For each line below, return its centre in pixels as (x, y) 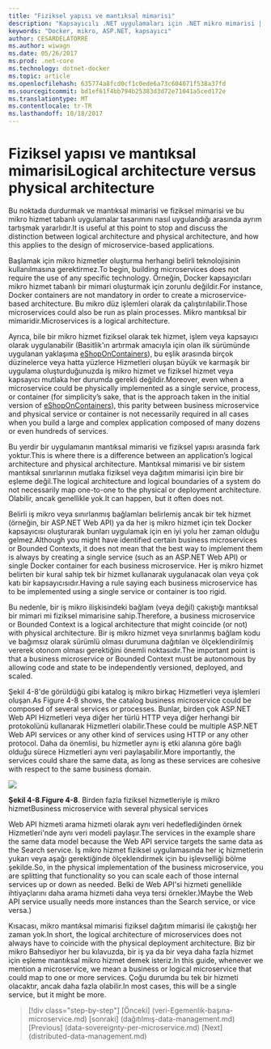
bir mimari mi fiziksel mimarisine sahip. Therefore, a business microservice (132, 615)
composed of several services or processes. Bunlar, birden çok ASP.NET (129, 708)
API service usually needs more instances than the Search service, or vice (132, 901)
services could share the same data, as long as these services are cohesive (135, 760)
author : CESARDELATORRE (49, 38)
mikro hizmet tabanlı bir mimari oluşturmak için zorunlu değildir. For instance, (135, 286)
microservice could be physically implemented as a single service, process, (134, 388)
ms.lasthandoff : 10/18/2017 (56, 114)
